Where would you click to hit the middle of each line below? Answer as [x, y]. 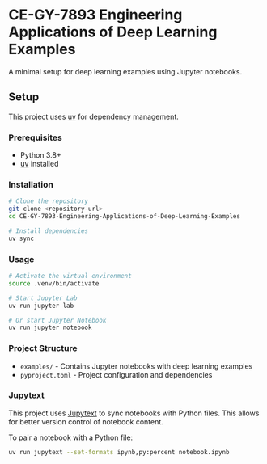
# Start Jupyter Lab [43, 298]
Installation [31, 184]
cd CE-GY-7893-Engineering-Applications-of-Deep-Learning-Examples [125, 217]
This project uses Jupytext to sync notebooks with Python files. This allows [134, 413]
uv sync [21, 238]
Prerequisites [35, 137]
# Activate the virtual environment [70, 276]
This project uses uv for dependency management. [94, 116]
